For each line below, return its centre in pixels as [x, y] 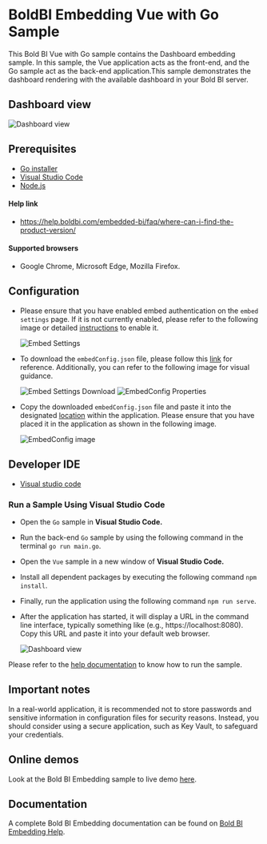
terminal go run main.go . [60, 545]
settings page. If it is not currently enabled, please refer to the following [139, 319]
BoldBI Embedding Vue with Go [114, 15]
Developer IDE [44, 465]
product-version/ [48, 230]
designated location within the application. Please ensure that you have [137, 415]
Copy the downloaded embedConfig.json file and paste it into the [126, 407]
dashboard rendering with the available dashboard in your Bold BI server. [129, 79]
